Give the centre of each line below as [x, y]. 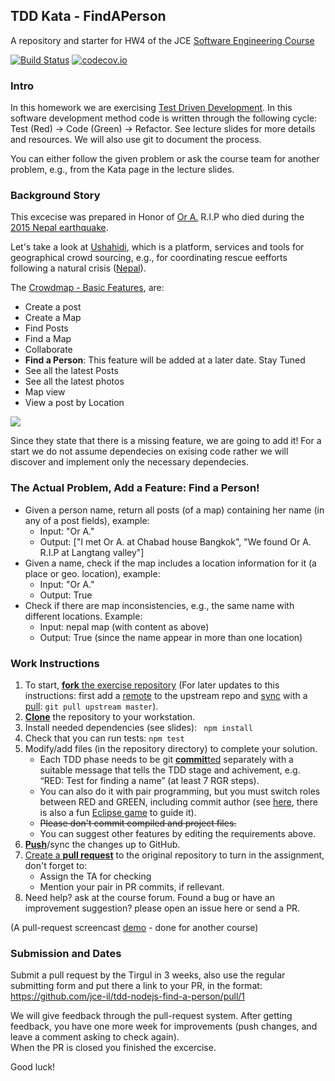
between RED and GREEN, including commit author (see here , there [178, 802]
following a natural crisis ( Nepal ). [78, 268]
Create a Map [53, 318]
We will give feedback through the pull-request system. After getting [151, 1016]
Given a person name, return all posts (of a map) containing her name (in [174, 510]
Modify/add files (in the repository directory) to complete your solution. [171, 748]
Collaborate [48, 350]
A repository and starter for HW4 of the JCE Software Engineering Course [162, 40]
